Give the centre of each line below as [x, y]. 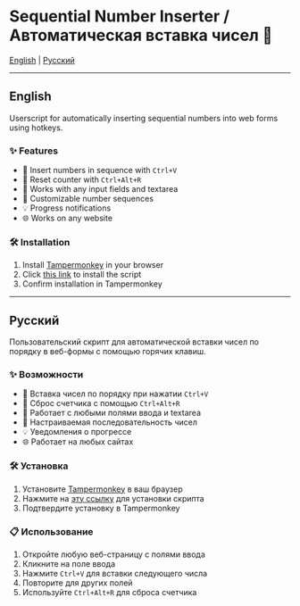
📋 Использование [51, 531]
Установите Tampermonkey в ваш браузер [102, 489]
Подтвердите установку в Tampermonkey [101, 508]
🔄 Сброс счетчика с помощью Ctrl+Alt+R [101, 403]
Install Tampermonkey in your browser [92, 265]
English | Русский [42, 60]
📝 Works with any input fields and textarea [100, 189]
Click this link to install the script [82, 275]
